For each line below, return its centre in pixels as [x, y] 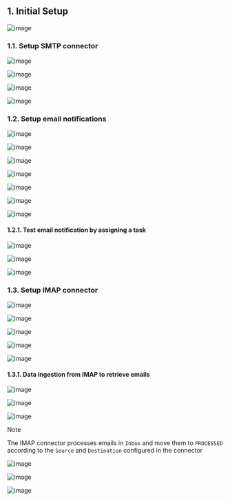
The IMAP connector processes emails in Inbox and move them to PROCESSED [115, 443]
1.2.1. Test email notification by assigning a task [77, 230]
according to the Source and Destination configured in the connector [105, 451]
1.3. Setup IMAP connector [53, 290]
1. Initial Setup [38, 11]
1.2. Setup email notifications [57, 119]
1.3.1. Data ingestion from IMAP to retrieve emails [79, 374]
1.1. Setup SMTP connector [53, 46]
